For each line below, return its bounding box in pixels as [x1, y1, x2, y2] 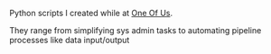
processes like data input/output [9, 35, 130, 45]
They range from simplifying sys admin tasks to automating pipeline [9, 25, 262, 35]
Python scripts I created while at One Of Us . [9, 8, 173, 18]
